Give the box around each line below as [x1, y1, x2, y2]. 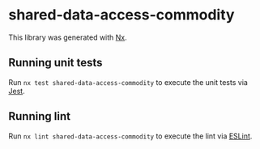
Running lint [8, 109, 71, 123]
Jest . [8, 86, 26, 96]
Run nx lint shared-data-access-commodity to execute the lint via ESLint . [8, 131, 253, 141]
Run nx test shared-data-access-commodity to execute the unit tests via [8, 77, 249, 87]
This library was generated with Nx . [8, 32, 127, 42]
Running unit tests [8, 56, 103, 70]
